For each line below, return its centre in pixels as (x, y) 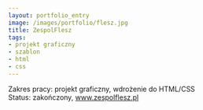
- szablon (24, 52)
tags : (17, 37)
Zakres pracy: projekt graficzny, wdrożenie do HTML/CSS (101, 89)
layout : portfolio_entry (49, 15)
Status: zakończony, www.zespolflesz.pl (74, 97)
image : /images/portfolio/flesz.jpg (68, 23)
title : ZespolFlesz (40, 30)
